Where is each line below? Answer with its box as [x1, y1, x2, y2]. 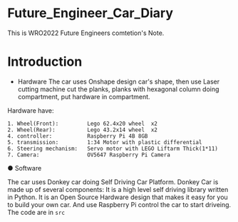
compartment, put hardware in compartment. [17, 92, 151, 101]
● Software [7, 163, 42, 172]
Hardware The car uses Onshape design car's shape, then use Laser [17, 77, 220, 86]
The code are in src [7, 208, 66, 216]
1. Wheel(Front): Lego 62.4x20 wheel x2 [7, 120, 158, 127]
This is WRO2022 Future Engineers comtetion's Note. [7, 29, 165, 37]
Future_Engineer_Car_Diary [7, 5, 173, 21]
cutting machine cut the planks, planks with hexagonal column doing [17, 84, 219, 94]
